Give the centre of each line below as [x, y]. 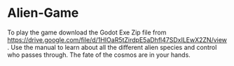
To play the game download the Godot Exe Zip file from [87, 32]
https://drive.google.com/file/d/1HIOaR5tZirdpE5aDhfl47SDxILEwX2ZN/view [117, 39]
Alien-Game [43, 13]
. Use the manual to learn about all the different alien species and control [112, 47]
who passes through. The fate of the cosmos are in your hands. [99, 55]
